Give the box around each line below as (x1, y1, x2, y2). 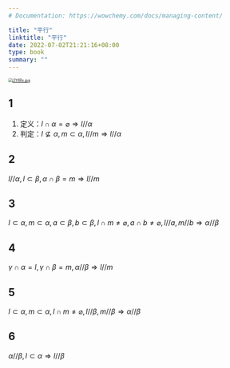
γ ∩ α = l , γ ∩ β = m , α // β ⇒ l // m (8, 263, 113, 272)
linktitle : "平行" (8, 34, 67, 42)
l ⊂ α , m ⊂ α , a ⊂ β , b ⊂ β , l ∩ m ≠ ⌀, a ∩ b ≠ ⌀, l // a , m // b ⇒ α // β (8, 218, 220, 228)
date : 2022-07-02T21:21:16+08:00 (8, 41, 120, 49)
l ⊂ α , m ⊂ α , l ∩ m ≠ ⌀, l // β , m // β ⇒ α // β (8, 307, 141, 316)
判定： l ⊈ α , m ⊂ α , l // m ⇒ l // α (19, 129, 122, 138)
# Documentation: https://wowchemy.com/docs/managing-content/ (8, 11, 224, 20)
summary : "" (8, 56, 48, 64)
